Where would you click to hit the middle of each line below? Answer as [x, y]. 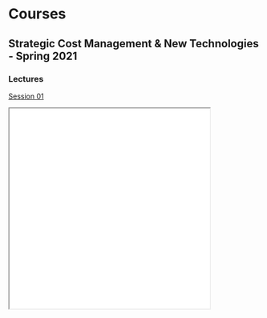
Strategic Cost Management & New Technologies [133, 44]
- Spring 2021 [43, 56]
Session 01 [26, 96]
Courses [37, 14]
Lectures [26, 78]
